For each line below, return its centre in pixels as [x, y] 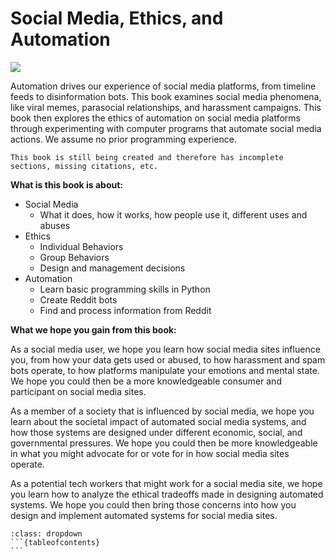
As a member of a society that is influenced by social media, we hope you [162, 411]
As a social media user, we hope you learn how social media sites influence [165, 349]
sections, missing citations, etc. [84, 166]
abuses [55, 225]
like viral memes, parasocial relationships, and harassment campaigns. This [166, 107]
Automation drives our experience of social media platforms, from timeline [163, 86]
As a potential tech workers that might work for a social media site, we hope [166, 483]
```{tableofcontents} [55, 542]
